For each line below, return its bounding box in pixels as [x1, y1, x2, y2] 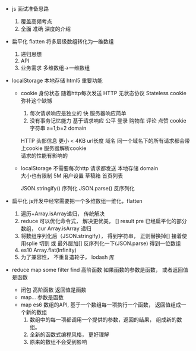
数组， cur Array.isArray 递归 [20, 225, 92, 232]
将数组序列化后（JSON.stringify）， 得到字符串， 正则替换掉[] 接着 [20, 233, 182, 239]
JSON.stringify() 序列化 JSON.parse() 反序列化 [20, 185, 135, 192]
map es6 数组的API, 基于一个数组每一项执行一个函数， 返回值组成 [20, 301, 181, 308]
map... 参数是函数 [20, 294, 64, 300]
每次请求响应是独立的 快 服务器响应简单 [29, 109, 127, 117]
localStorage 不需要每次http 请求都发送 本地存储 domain [20, 165, 159, 171]
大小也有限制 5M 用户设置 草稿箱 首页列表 [20, 172, 124, 179]
